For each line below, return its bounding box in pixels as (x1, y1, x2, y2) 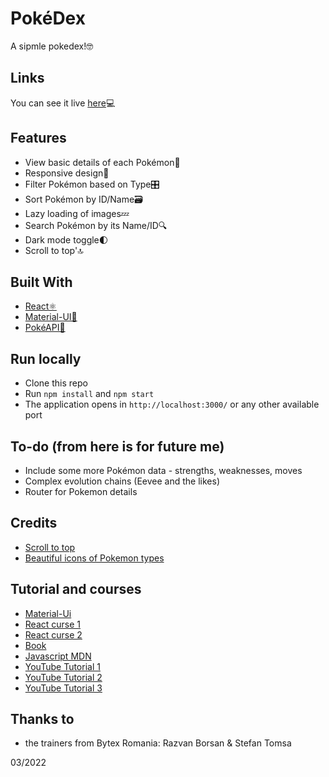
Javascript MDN (24, 650, 92, 662)
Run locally (10, 350, 82, 367)
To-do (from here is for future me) (10, 438, 225, 455)
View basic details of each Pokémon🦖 (24, 156, 181, 168)
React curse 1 (24, 618, 82, 630)
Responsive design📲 (24, 167, 110, 179)
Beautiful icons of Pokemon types (24, 552, 165, 564)
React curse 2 (24, 628, 83, 641)
